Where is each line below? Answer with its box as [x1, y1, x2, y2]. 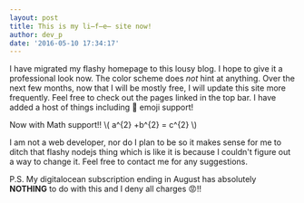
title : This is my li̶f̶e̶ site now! [9, 22, 152, 31]
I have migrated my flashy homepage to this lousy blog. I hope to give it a [9, 63, 283, 74]
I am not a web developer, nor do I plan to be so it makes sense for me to [9, 137, 282, 148]
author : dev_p [9, 30, 64, 39]
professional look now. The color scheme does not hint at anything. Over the [9, 73, 295, 84]
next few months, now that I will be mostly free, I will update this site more [9, 82, 287, 93]
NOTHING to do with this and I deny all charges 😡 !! [9, 183, 202, 195]
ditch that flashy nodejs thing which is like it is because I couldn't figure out [9, 147, 291, 158]
